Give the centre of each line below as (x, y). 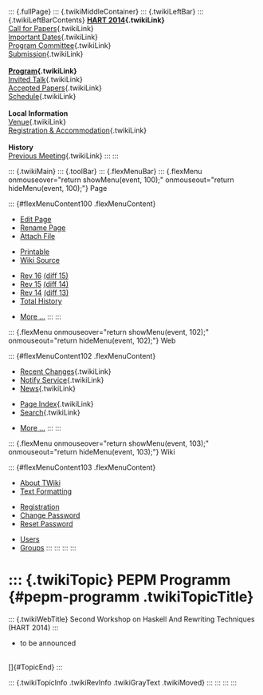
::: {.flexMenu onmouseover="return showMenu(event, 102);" (109, 332)
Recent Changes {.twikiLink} (65, 371)
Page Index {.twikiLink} (57, 404)
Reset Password (46, 524)
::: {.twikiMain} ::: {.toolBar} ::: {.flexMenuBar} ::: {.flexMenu (105, 171)
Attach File (37, 236)
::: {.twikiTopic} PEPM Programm (120, 580)
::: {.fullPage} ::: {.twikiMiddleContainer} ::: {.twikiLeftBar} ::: (106, 12)
